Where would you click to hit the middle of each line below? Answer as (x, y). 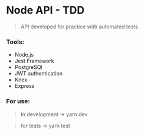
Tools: (15, 42)
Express (24, 86)
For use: (18, 101)
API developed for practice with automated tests (79, 27)
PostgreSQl (28, 67)
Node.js (24, 55)
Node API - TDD (45, 10)
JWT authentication (39, 74)
